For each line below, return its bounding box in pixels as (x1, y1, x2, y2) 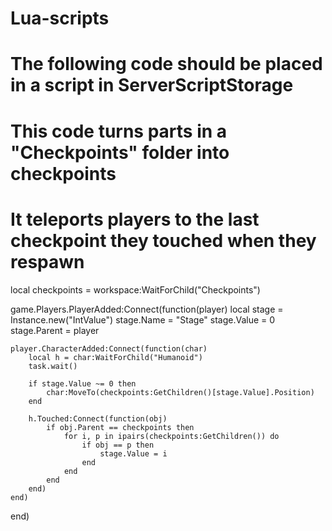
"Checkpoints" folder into (10, 141, 230, 164)
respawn (10, 250, 85, 273)
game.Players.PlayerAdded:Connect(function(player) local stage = (10, 303, 284, 315)
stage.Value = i (99, 448, 168, 459)
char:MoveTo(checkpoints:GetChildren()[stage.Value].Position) (46, 387, 315, 397)
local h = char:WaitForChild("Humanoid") (28, 352, 203, 362)
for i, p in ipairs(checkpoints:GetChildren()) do (63, 431, 280, 441)
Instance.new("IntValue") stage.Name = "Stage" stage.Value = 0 (10, 313, 276, 326)
